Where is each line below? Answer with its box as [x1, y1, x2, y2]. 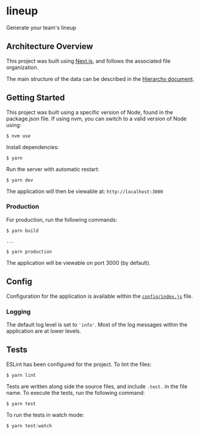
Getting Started [6, 93, 65, 103]
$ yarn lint [6, 372, 36, 378]
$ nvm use [6, 133, 31, 139]
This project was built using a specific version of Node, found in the [6, 108, 174, 116]
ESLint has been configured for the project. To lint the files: [6, 361, 151, 368]
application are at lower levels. [6, 327, 81, 334]
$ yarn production [6, 249, 52, 255]
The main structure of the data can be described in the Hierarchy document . [6, 75, 195, 82]
